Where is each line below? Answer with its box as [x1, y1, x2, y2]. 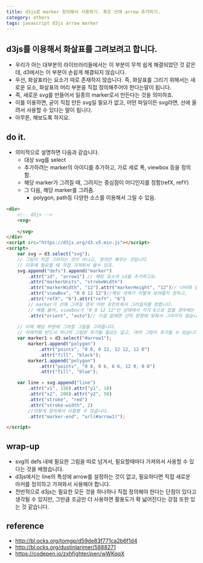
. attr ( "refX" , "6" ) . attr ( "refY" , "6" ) [28, 296, 126, 302]
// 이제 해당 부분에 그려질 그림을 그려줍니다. [17, 324, 116, 330]
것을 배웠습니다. [26, 466, 64, 473]
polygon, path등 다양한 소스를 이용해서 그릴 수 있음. [33, 194, 156, 201]
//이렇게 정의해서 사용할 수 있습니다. [28, 408, 109, 414]
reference [6, 521, 44, 532]
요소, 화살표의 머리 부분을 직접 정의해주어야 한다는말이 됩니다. [26, 84, 172, 91]
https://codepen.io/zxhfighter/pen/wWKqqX [14, 550, 125, 557]
